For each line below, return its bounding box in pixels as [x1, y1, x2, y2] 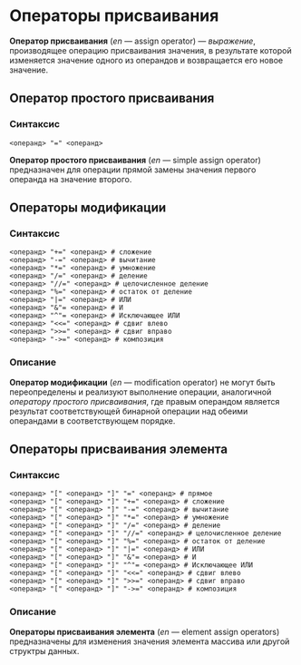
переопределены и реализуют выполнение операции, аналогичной [9, 386, 272, 397]
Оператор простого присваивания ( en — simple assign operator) [9, 154, 261, 165]
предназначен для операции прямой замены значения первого [9, 164, 257, 175]
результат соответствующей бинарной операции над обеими [9, 406, 248, 416]
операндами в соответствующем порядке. [9, 415, 176, 426]
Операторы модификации [9, 200, 167, 216]
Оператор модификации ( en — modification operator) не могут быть [9, 377, 276, 387]
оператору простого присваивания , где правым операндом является [9, 396, 280, 406]
